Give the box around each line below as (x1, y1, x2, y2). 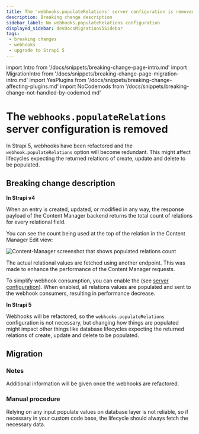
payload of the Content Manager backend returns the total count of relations (6, 212, 193, 219)
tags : (6, 31, 20, 37)
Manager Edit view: (6, 236, 53, 243)
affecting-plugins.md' (6, 83, 59, 90)
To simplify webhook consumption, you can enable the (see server (6, 277, 169, 284)
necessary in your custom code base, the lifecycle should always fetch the (6, 414, 188, 422)
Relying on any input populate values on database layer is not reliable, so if (6, 408, 189, 416)
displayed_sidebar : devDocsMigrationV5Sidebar (6, 25, 123, 32)
